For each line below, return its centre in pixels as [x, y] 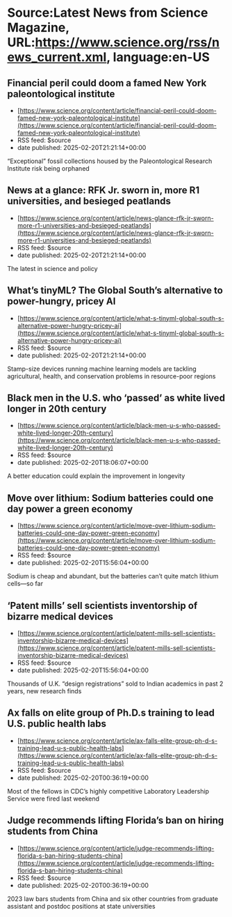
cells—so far [25, 584]
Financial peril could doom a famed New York [107, 83]
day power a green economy [70, 509]
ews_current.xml [57, 57]
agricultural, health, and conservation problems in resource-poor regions [111, 376]
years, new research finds [44, 691]
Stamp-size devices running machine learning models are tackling [102, 369]
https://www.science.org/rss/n [127, 43]
